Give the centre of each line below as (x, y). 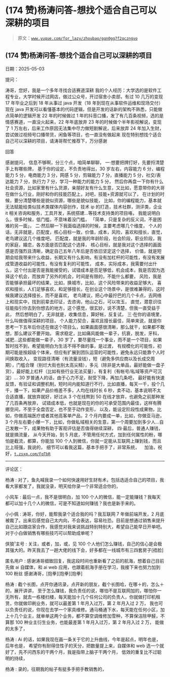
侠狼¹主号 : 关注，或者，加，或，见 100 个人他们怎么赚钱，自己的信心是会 (81, 544)
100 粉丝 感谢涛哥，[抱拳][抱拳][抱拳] (44, 573)
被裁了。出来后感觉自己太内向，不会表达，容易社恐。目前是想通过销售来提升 (85, 520)
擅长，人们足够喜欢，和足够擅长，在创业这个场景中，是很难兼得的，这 (87, 289)
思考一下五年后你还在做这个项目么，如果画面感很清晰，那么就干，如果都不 (83, 327)
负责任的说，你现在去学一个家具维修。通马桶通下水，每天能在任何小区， (85, 609)
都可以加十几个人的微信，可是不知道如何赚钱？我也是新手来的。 (72, 503)
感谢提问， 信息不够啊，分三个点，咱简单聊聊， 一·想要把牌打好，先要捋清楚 (85, 162)
